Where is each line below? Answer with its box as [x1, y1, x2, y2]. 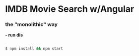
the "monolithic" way [5, 21, 58, 28]
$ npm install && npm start [5, 46, 64, 51]
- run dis [5, 32, 23, 38]
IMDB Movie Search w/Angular [5, 3, 135, 15]
